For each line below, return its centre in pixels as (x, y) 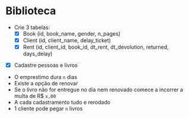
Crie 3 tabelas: (32, 27)
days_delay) (38, 54)
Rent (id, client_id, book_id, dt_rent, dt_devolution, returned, (96, 47)
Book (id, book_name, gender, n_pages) (72, 33)
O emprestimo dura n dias (46, 77)
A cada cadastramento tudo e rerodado (62, 103)
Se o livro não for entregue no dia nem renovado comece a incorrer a (98, 90)
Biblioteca (31, 11)
